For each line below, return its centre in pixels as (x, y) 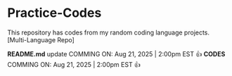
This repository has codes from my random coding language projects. (108, 32)
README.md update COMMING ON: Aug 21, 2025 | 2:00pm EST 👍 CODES (116, 53)
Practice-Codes (54, 13)
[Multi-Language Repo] (41, 39)
